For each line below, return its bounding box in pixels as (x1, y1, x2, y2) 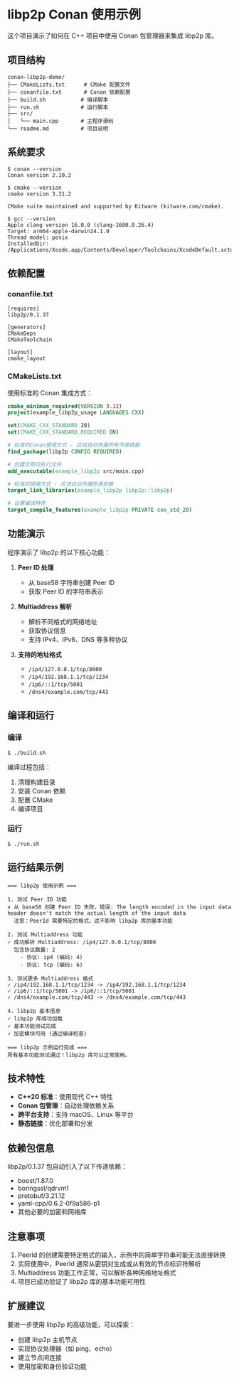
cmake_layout (7, 355, 46, 363)
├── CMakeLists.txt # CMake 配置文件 (7, 81, 131, 88)
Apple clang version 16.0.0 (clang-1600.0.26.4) (7, 221, 154, 228)
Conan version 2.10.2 (7, 171, 72, 178)
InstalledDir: (7, 240, 50, 247)
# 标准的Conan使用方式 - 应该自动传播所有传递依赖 (7, 441, 140, 449)
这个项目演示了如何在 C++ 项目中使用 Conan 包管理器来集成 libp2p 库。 (7, 31, 218, 40)
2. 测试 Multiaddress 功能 (7, 931, 83, 938)
